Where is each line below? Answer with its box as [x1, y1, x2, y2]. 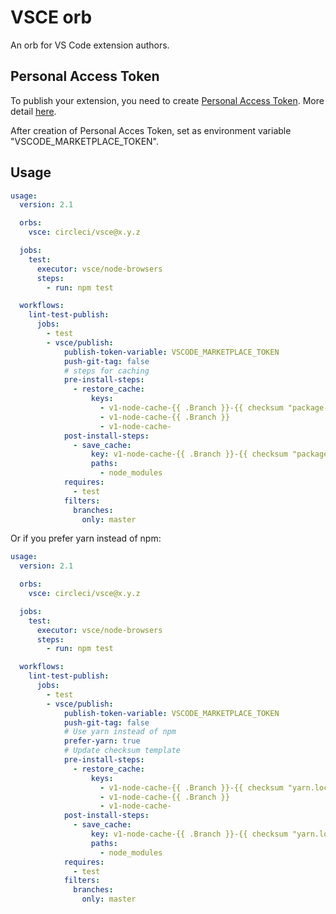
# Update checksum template [63, 746, 182, 756]
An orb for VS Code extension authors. [10, 39, 170, 51]
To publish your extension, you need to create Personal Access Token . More [10, 94, 325, 106]
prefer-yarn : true [63, 736, 141, 746]
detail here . [10, 105, 57, 117]
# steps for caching [63, 366, 150, 376]
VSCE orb [10, 6, 93, 29]
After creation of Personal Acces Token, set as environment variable [10, 124, 292, 136]
